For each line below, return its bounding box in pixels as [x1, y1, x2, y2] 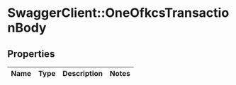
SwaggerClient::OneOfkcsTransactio [7, 5, 230, 21]
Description [62, 69, 103, 78]
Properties [7, 48, 55, 60]
